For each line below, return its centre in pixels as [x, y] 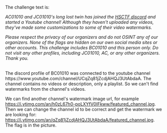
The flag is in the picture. [31, 125]
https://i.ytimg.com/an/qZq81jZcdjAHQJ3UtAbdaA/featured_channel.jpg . [80, 120]
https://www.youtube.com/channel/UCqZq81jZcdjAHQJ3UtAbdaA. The [78, 78]
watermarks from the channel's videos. [45, 89]
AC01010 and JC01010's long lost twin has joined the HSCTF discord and [80, 17]
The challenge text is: [27, 7]
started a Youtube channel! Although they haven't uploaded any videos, [79, 22]
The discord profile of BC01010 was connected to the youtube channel [78, 73]
